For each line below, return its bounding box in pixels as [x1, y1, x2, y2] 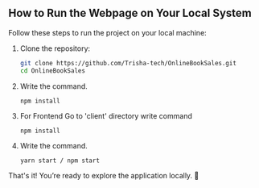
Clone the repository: [19, 44, 91, 53]
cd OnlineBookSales [19, 66, 86, 75]
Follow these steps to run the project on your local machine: [8, 27, 207, 37]
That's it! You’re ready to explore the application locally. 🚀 [8, 170, 199, 180]
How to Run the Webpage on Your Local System [8, 6, 252, 20]
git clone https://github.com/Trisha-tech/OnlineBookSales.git [19, 59, 237, 67]
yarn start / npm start [19, 157, 101, 165]
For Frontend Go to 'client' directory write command [19, 111, 193, 120]
